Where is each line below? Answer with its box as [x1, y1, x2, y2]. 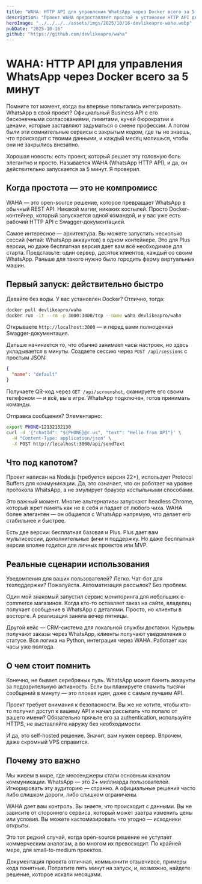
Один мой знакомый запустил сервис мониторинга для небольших [6, 593, 179, 600]
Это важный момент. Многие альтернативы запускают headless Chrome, [6, 498, 194, 505]
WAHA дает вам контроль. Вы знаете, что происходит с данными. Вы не [6, 802, 192, 810]
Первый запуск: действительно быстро [6, 279, 164, 290]
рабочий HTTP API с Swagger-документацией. [6, 218, 126, 225]
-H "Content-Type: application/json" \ [11, 435, 112, 441]
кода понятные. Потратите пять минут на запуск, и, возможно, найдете [6, 864, 191, 871]
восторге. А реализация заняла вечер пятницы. [6, 612, 129, 620]
